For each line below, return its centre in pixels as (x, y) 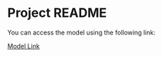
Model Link (24, 46)
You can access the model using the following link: (81, 32)
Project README (57, 13)
